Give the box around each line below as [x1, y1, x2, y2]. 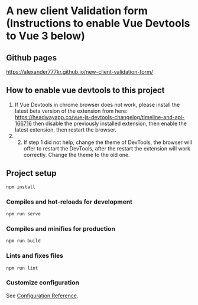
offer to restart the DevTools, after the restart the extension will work [23, 145, 191, 152]
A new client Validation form [6, 4, 148, 18]
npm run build [6, 238, 41, 244]
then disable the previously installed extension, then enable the [33, 120, 187, 127]
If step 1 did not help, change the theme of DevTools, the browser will [23, 139, 193, 146]
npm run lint [6, 265, 38, 271]
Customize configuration [6, 278, 80, 287]
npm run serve [6, 211, 41, 217]
